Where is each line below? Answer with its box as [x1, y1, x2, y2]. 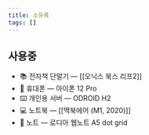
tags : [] [8, 19, 37, 27]
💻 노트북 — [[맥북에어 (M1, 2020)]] [19, 106, 131, 115]
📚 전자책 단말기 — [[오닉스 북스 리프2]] [19, 72, 143, 81]
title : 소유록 [8, 11, 49, 20]
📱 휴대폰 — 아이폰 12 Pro [19, 83, 97, 94]
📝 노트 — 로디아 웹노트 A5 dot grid [19, 118, 128, 127]
